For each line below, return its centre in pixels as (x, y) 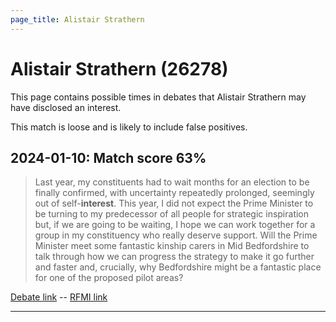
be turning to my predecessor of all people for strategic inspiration (172, 214)
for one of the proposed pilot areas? (109, 278)
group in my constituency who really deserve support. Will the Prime (176, 235)
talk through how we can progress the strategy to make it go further (174, 257)
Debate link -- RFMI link (59, 297)
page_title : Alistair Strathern (77, 19)
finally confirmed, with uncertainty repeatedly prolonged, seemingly (174, 193)
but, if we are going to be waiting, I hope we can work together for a (175, 225)
